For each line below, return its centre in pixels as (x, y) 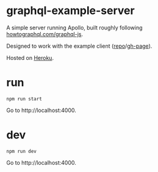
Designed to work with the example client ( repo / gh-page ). (79, 46)
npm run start (24, 99)
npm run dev (21, 151)
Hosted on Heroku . (30, 58)
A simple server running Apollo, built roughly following (74, 28)
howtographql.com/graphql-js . (45, 34)
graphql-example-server (71, 11)
